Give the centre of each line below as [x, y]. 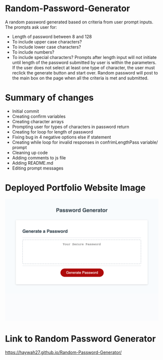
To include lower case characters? [46, 47]
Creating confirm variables [39, 116]
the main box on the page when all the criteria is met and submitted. [80, 78]
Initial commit [26, 111]
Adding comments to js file [39, 158]
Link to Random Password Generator [81, 339]
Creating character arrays [38, 121]
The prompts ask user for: [31, 27]
